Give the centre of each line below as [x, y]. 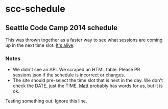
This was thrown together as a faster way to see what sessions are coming [84, 40]
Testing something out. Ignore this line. [46, 101]
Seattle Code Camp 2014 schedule [62, 28]
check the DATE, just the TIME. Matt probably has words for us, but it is [88, 86]
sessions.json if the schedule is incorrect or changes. [69, 75]
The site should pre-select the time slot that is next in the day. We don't [88, 80]
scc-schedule [35, 9]
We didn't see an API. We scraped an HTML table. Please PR [76, 70]
